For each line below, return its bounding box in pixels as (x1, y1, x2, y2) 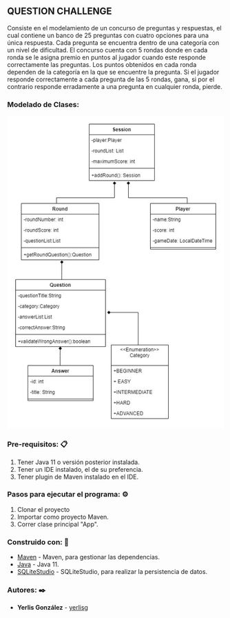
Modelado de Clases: (7, 99, 79, 109)
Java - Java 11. (17, 560, 60, 568)
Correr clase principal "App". (17, 520, 98, 528)
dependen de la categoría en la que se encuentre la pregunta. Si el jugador (7, 68, 220, 76)
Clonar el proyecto (17, 505, 70, 513)
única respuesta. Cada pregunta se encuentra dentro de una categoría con (7, 38, 220, 47)
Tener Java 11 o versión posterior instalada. (17, 458, 140, 466)
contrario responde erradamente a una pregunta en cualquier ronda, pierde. (7, 82, 222, 90)
